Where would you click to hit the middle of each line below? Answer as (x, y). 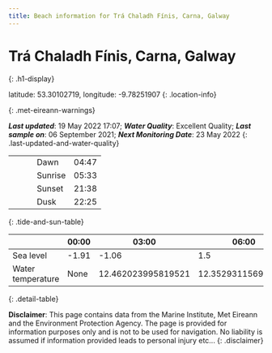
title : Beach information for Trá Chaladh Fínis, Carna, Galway (119, 16)
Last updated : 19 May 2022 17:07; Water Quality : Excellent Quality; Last (130, 126)
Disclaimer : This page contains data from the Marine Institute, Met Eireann (133, 314)
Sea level (30, 255)
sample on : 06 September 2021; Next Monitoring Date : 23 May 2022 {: (128, 134)
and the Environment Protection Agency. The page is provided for (118, 323)
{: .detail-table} (34, 299)
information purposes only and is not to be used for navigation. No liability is (136, 331)
